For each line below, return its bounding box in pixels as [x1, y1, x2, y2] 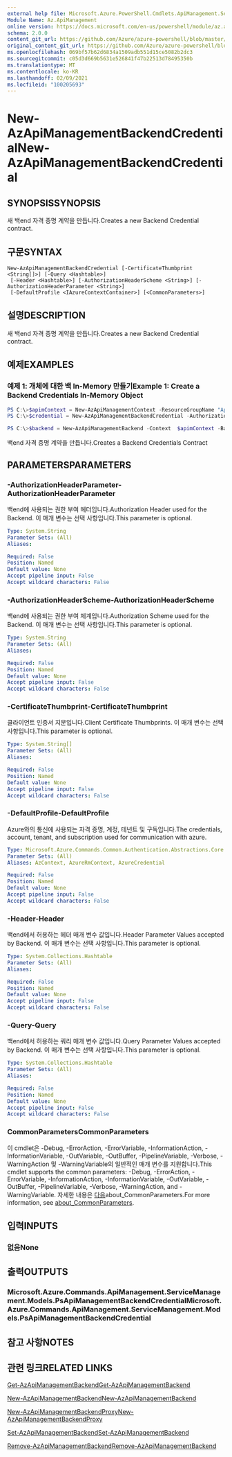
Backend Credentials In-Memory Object [7, 391, 144, 400]
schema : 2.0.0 [7, 29, 48, 37]
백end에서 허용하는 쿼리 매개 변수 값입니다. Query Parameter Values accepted [7, 1037, 221, 1045]
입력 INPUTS [7, 1220, 59, 1232]
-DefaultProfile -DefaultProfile [7, 809, 109, 818]
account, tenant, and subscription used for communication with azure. [7, 833, 207, 841]
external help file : [7, 10, 67, 17]
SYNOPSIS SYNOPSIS [7, 197, 101, 209]
